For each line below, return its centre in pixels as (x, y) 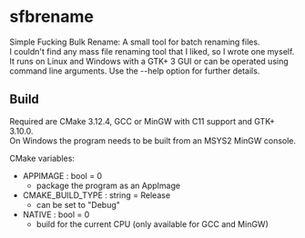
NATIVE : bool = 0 (56, 214)
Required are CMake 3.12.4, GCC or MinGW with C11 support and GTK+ (142, 121)
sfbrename (51, 17)
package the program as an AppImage (108, 185)
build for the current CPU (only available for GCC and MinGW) (152, 223)
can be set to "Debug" (78, 204)
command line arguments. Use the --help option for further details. (135, 71)
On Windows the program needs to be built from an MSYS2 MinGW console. (153, 140)
